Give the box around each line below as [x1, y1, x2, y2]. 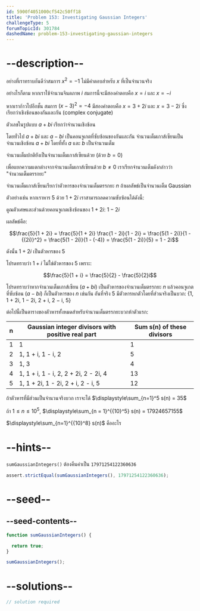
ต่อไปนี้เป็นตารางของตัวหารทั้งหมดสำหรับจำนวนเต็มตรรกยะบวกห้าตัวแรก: [6, 308, 149, 315]
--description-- [6, 57, 85, 70]
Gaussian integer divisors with [27, 323, 116, 331]
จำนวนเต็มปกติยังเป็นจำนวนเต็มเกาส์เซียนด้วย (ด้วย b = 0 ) [6, 152, 123, 159]
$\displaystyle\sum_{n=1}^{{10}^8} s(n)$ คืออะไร [6, 419, 121, 427]
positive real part [46, 330, 97, 339]
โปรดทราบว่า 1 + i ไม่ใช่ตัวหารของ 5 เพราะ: [6, 260, 92, 267]
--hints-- [6, 441, 52, 455]
